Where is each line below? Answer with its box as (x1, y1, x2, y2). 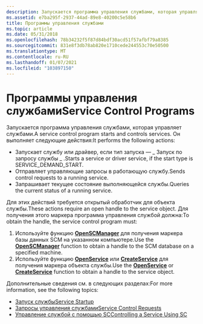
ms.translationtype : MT (6, 48, 66, 54)
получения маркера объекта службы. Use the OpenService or (14, 262, 174, 269)
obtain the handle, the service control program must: (6, 218, 138, 225)
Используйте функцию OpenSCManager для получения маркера (14, 230, 183, 237)
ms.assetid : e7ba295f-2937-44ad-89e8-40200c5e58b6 (6, 15, 137, 21)
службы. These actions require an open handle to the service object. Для (6, 205, 188, 212)
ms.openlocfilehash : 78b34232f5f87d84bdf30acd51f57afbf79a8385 (6, 37, 169, 43)
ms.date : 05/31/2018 (6, 31, 59, 37)
